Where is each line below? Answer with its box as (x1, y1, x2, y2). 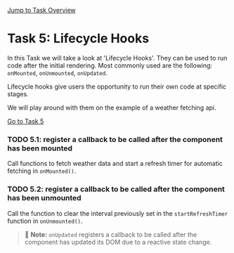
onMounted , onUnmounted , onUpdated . (7, 68, 108, 77)
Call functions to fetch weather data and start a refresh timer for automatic (7, 160, 223, 168)
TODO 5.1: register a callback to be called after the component (7, 134, 223, 144)
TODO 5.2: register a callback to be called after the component (7, 184, 225, 194)
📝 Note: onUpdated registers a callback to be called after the (24, 230, 197, 238)
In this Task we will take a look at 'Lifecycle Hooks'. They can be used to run (7, 53, 228, 62)
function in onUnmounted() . (7, 216, 83, 225)
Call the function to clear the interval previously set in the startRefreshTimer (7, 209, 228, 217)
